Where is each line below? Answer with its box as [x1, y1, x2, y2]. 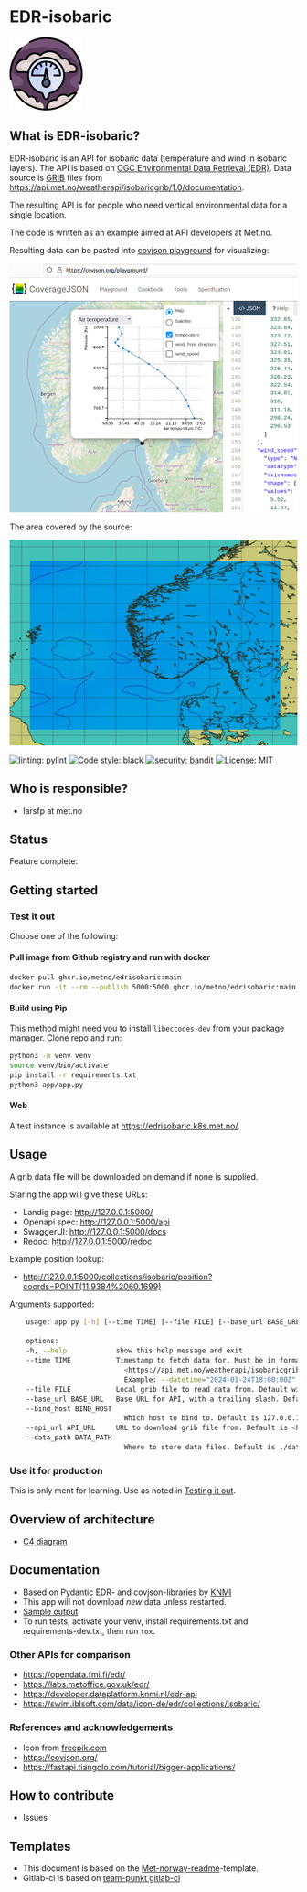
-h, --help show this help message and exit [26, 1346, 244, 1355]
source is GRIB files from [9, 172, 103, 183]
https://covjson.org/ [22, 1751, 98, 1762]
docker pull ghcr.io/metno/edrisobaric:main [9, 973, 182, 982]
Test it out [9, 910, 55, 923]
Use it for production [9, 1464, 103, 1477]
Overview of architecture [9, 1512, 155, 1527]
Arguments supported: [9, 1299, 94, 1309]
